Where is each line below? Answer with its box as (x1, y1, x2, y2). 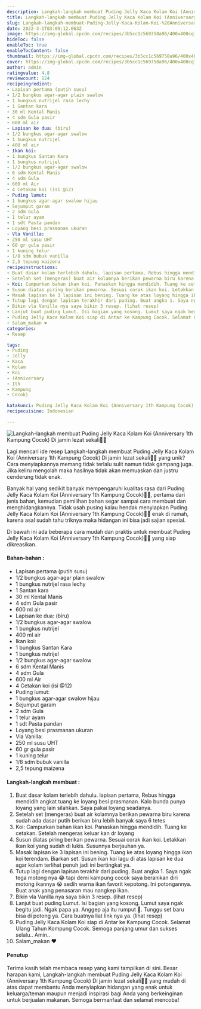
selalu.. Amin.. (15, 931, 50, 938)
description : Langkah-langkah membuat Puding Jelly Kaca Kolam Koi (7, 8, 178, 15)
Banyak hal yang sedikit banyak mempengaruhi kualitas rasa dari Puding (7, 485, 185, 492)
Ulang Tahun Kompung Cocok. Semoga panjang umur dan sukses (15, 925, 178, 932)
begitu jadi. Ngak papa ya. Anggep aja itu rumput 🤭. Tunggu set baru (15, 906, 184, 913)
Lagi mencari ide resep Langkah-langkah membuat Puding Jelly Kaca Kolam (7, 448, 194, 455)
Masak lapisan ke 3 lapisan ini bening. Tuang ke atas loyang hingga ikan (15, 849, 193, 856)
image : (7, 31, 23, 37)
